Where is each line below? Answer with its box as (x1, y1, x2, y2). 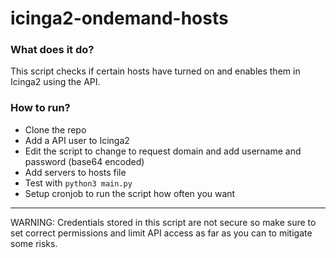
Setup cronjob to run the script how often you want (24, 187, 236, 199)
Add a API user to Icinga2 (24, 134, 130, 146)
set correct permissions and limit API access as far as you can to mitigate (10, 227, 313, 239)
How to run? (10, 101, 71, 115)
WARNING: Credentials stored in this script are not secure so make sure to (10, 216, 317, 228)
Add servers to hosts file (24, 166, 127, 178)
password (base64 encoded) (24, 155, 145, 167)
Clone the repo (24, 123, 87, 136)
